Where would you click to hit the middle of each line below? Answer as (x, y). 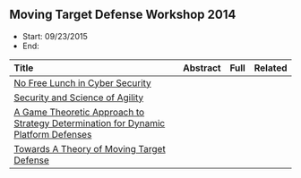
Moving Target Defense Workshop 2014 (123, 15)
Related (271, 68)
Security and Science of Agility (79, 97)
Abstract (202, 68)
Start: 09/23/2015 (55, 36)
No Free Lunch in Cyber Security (83, 82)
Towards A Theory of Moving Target (90, 148)
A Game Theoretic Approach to (79, 112)
